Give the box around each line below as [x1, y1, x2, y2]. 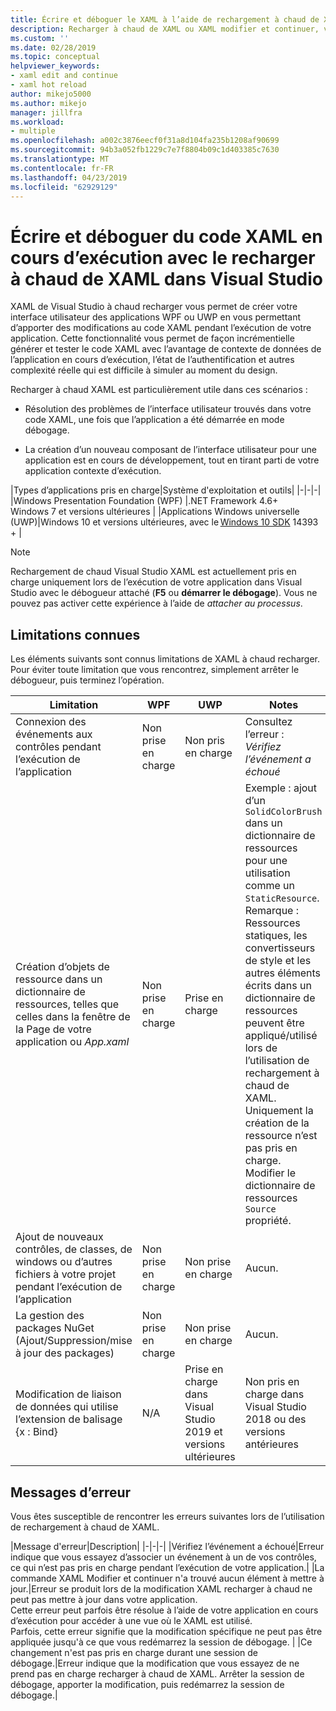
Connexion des [15, 715, 87, 729]
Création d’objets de [15, 960, 110, 974]
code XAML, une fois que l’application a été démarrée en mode [24, 414, 285, 426]
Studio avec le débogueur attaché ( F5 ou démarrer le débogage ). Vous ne [10, 587, 318, 599]
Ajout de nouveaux [15, 1230, 104, 1244]
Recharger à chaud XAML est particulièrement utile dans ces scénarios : [10, 384, 308, 396]
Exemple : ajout [244, 781, 318, 795]
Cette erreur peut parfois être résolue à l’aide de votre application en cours [10, 1604, 319, 1616]
